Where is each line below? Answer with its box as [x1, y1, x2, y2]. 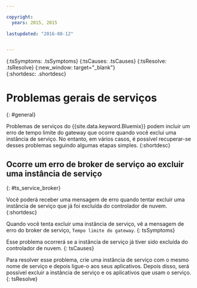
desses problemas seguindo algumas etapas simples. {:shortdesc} [6, 142, 171, 149]
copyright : [6, 14, 34, 20]
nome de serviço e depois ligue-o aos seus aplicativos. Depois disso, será [6, 263, 190, 269]
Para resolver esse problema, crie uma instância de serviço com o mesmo [6, 256, 189, 263]
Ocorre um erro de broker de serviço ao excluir [6, 159, 184, 169]
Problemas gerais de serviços [6, 91, 157, 105]
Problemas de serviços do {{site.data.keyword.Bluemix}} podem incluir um [6, 123, 190, 130]
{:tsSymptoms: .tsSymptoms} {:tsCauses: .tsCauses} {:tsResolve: [6, 57, 166, 65]
